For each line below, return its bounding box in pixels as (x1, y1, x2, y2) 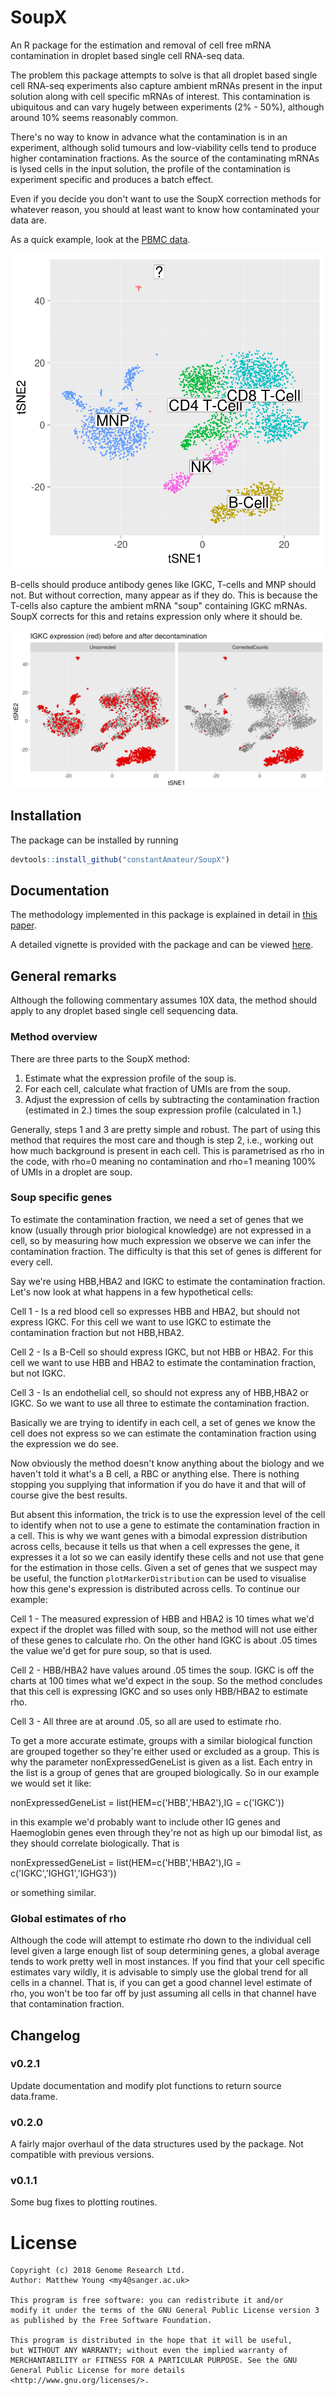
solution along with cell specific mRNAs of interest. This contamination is (10, 90, 311, 102)
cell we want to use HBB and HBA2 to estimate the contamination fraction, (10, 1356, 317, 1368)
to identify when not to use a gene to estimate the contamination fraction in (10, 1519, 320, 1531)
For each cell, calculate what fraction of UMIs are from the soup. (24, 1082, 291, 1095)
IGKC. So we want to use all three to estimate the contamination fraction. (10, 1397, 310, 1409)
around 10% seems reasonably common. (10, 111, 179, 123)
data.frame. (10, 2090, 58, 2102)
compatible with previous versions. (10, 2149, 155, 2161)
